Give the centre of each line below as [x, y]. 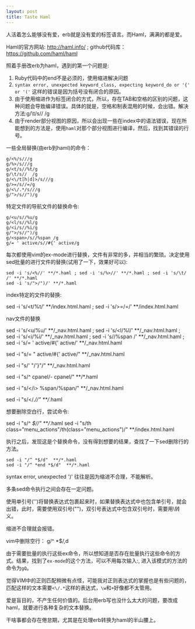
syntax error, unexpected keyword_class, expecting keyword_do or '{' [102, 85]
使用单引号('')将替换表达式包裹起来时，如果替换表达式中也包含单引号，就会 [96, 501]
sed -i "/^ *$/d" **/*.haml [41, 460]
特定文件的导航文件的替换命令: [43, 206]
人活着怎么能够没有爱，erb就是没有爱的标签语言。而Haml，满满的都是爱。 [96, 34]
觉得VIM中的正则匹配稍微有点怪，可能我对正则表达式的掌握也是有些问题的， [98, 580]
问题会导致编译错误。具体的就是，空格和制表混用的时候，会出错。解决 [104, 106]
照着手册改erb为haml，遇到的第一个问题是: [58, 66]
